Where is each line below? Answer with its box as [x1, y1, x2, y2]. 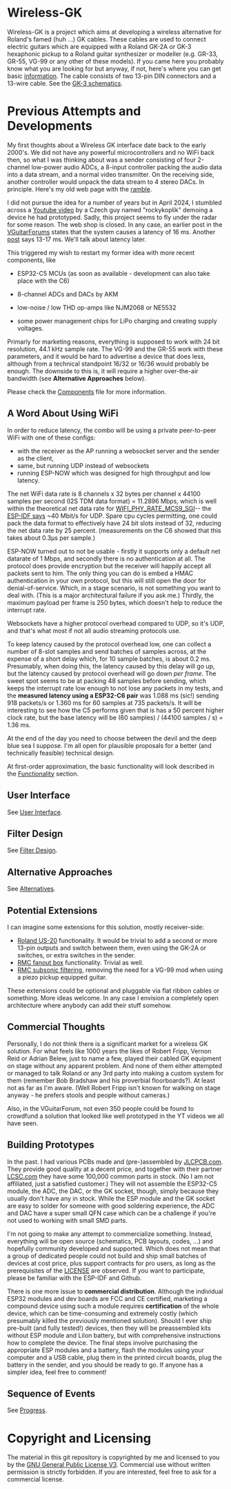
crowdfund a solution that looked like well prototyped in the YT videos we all [7, 1112, 224, 1120]
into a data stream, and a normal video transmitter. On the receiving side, [7, 170, 214, 178]
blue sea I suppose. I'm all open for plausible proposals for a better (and [7, 741, 212, 749]
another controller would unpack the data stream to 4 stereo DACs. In [7, 178, 205, 186]
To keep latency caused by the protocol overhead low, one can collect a [7, 639, 212, 648]
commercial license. [7, 1475, 64, 1483]
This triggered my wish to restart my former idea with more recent [7, 248, 195, 256]
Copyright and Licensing [7, 1430, 152, 1446]
